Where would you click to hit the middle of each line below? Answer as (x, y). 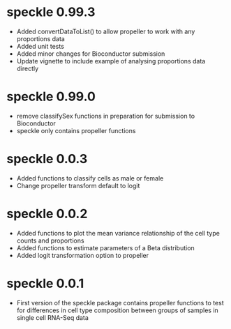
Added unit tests (40, 46)
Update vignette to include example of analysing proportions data (111, 61)
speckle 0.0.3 (47, 159)
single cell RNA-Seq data (52, 317)
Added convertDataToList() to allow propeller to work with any (106, 31)
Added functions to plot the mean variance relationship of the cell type (118, 233)
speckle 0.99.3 (51, 12)
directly (28, 68)
